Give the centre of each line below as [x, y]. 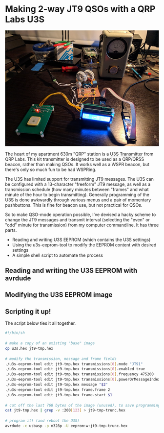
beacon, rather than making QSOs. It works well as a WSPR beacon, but [77, 164]
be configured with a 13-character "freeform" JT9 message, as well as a [78, 184]
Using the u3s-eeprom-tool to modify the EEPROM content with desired [84, 245]
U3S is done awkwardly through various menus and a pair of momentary [78, 200]
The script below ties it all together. [41, 323]
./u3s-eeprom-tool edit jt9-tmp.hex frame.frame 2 [58, 390]
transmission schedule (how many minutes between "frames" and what [77, 189]
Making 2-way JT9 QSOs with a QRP [80, 9]
